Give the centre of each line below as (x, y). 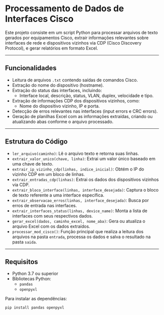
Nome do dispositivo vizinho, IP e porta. (60, 106)
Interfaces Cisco (39, 19)
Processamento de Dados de (65, 9)
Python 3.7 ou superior (35, 274)
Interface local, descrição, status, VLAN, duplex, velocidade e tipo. (86, 96)
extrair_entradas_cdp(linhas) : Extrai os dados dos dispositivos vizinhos (85, 179)
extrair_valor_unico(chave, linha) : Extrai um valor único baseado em (84, 158)
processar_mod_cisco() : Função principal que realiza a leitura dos (78, 231)
